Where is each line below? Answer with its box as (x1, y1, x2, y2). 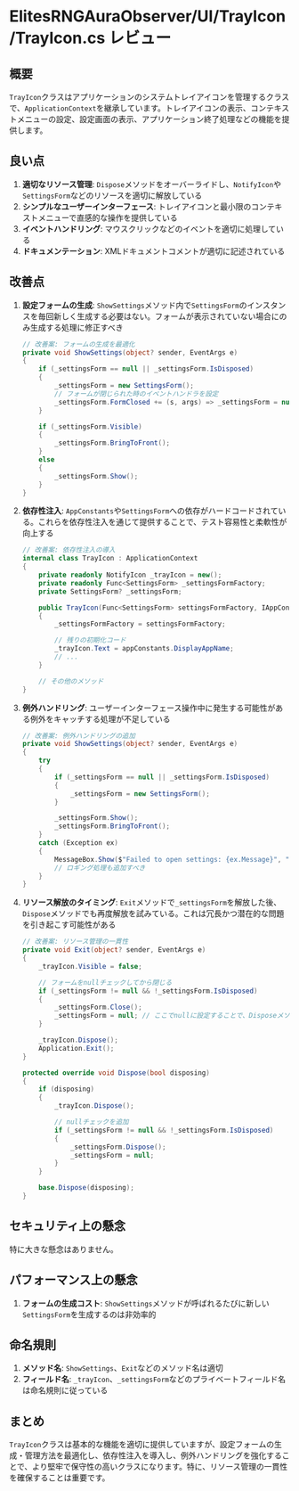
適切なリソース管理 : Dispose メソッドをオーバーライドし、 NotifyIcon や (21, 178, 282, 189)
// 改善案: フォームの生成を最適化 (21, 340, 135, 348)
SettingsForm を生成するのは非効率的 (21, 1308, 157, 1320)
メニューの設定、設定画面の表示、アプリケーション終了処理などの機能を (16, 114, 282, 124)
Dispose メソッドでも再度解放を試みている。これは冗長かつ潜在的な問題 (21, 908, 285, 919)
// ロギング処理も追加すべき (54, 863, 146, 872)
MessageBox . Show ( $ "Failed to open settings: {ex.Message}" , (54, 855, 282, 864)
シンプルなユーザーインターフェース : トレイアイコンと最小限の (21, 201, 252, 211)
